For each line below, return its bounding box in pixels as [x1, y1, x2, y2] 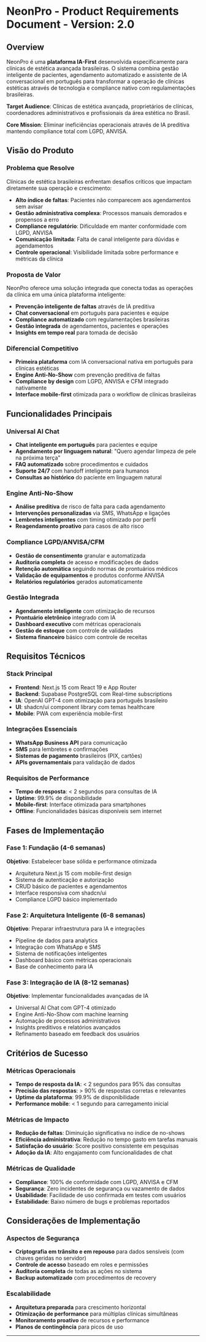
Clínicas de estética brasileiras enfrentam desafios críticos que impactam [6, 178, 192, 185]
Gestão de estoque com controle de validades [15, 627, 134, 634]
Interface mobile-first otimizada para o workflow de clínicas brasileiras [15, 391, 197, 398]
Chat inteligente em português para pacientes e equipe [15, 441, 158, 448]
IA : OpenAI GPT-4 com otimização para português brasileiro [15, 696, 168, 704]
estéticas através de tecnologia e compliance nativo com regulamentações [6, 84, 196, 92]
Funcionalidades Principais [6, 409, 112, 419]
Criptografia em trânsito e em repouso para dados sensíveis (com [15, 1248, 185, 1255]
